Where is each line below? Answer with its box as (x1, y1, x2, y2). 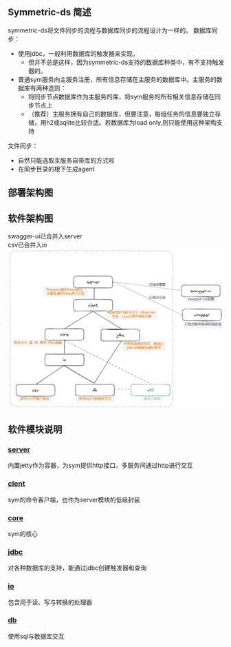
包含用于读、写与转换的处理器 (8, 598, 92, 606)
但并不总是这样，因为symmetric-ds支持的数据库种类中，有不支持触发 (27, 58, 225, 66)
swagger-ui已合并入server (8, 232, 82, 240)
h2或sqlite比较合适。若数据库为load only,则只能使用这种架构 (46, 118, 217, 126)
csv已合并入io (8, 240, 47, 249)
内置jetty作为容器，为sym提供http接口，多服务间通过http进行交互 (8, 461, 193, 470)
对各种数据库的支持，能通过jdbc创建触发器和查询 (8, 564, 147, 572)
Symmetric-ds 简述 (8, 6, 91, 19)
